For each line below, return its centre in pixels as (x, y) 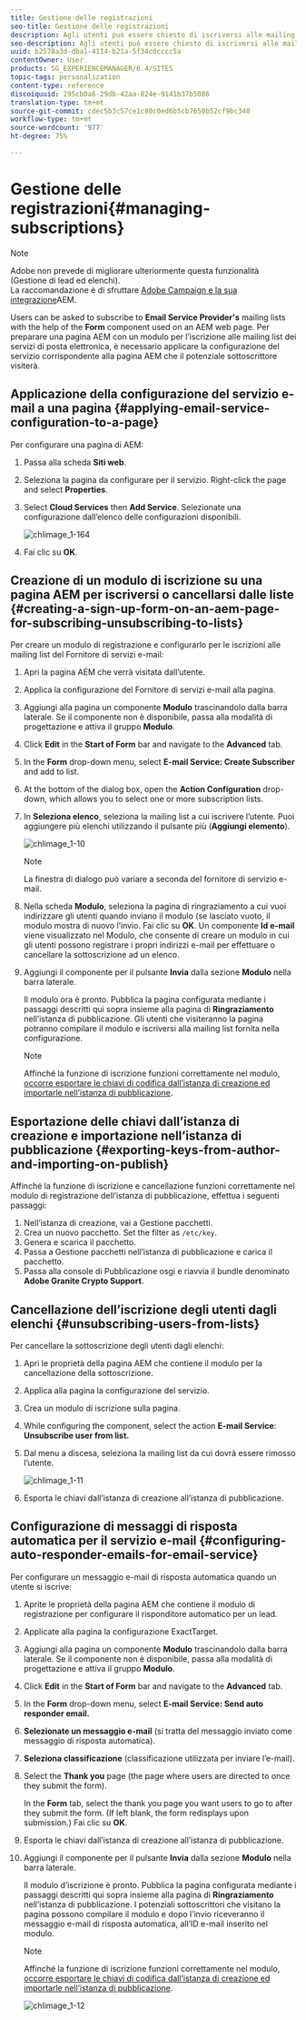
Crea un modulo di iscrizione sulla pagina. (102, 1408)
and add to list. (51, 772)
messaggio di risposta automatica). (89, 1740)
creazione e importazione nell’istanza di (126, 1136)
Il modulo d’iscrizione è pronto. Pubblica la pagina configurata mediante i (160, 1884)
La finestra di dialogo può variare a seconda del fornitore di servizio (150, 879)
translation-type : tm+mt (57, 102)
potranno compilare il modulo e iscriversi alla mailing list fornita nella (151, 1029)
